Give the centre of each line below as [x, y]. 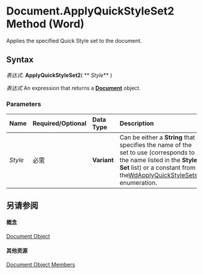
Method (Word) [45, 24]
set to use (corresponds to [157, 152]
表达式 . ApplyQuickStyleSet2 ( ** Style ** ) [60, 75]
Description [137, 123]
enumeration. [139, 183]
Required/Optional [59, 123]
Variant [103, 160]
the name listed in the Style [159, 160]
